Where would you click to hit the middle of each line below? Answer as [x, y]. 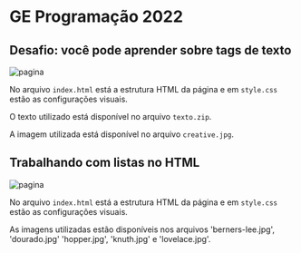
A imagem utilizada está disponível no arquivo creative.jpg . [121, 134]
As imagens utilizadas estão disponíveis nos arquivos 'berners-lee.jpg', [142, 229]
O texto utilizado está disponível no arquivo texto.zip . [111, 117]
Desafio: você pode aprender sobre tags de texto [150, 50]
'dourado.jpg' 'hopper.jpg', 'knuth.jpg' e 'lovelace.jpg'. [110, 238]
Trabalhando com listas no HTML [105, 163]
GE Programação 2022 [97, 17]
